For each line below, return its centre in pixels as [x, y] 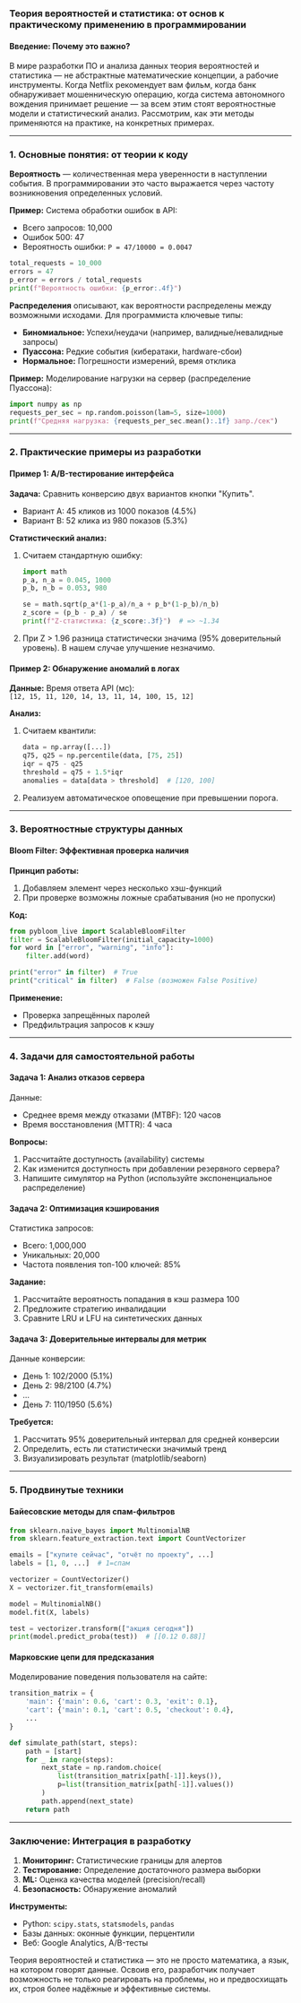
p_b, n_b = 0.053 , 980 [64, 588]
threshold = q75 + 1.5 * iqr [73, 772]
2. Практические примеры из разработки [105, 453]
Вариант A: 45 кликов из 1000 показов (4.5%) [109, 511]
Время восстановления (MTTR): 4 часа [97, 1124]
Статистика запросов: [52, 1228]
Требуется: [31, 1422]
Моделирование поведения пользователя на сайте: [108, 1677]
